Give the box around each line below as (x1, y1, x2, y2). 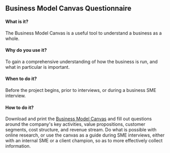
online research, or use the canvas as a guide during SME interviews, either (5, 132, 165, 138)
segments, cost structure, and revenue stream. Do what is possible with (5, 127, 157, 133)
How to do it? (5, 104, 34, 110)
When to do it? (5, 75, 37, 82)
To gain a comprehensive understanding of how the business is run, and (5, 59, 158, 65)
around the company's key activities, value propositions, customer (5, 121, 146, 127)
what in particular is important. (5, 64, 70, 70)
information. (5, 143, 31, 149)
